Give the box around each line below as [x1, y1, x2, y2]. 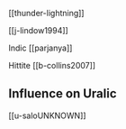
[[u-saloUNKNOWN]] [8, 110, 86, 121]
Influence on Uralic [8, 86, 118, 102]
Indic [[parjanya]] [8, 42, 73, 53]
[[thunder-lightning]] [8, 8, 85, 18]
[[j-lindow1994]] [8, 25, 68, 35]
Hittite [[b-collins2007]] [8, 60, 96, 70]
